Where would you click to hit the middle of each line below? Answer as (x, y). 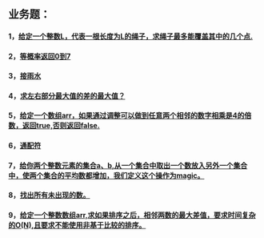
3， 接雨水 (25, 76)
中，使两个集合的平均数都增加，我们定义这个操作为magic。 (106, 175)
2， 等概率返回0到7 (40, 56)
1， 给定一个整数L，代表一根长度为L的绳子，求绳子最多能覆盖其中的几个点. (131, 36)
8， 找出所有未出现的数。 (49, 196)
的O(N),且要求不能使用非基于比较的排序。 (77, 225)
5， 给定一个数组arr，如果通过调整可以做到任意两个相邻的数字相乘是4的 (126, 115)
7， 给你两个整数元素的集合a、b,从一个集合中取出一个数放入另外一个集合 (128, 165)
